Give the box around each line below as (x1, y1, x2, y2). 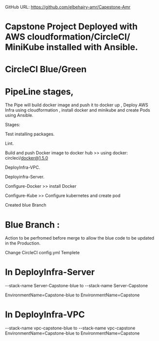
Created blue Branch (5, 202, 47, 208)
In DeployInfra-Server (5, 267, 95, 278)
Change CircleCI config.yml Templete (5, 250, 80, 256)
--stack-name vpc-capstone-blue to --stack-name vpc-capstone (5, 325, 136, 331)
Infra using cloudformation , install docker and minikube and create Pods (5, 107, 150, 113)
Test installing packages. (5, 131, 55, 137)
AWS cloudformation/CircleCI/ (5, 32, 130, 43)
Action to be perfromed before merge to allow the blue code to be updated (5, 235, 154, 241)
